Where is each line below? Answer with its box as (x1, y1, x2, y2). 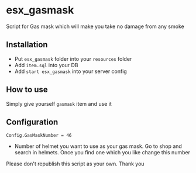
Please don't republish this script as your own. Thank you (6, 160, 145, 167)
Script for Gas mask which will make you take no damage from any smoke (6, 23, 184, 30)
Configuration (6, 117, 59, 127)
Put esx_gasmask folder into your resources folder (14, 55, 132, 62)
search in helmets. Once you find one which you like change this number (14, 149, 190, 156)
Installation (6, 40, 48, 50)
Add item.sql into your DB (14, 61, 78, 68)
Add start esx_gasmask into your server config (14, 68, 127, 75)
